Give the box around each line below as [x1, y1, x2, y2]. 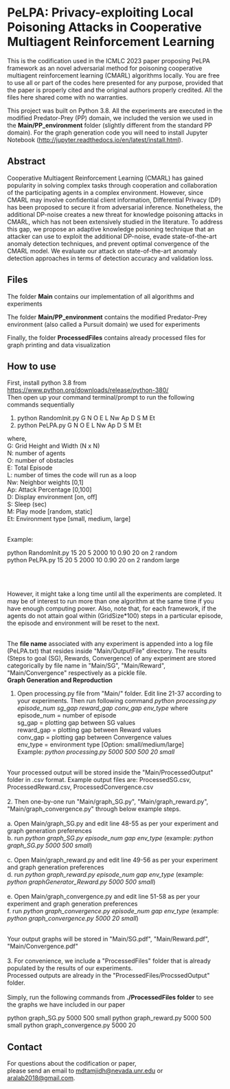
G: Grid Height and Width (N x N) [7, 442, 100, 450]
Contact [7, 1041, 43, 1053]
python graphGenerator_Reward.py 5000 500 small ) [7, 878, 156, 886]
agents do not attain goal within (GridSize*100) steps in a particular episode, [7, 612, 223, 620]
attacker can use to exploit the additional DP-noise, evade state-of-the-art [7, 232, 217, 240]
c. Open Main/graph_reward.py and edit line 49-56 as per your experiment [7, 856, 218, 864]
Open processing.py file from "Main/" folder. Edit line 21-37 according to [16, 689, 222, 698]
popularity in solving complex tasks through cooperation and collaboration [7, 181, 218, 190]
